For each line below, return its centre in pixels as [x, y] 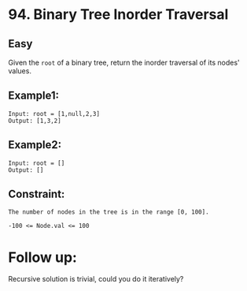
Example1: [34, 96]
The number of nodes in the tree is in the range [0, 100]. [109, 212]
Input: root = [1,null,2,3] [54, 114]
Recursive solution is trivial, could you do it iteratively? [96, 279]
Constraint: [37, 194]
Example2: [35, 145]
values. [20, 71]
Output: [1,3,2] [35, 121]
